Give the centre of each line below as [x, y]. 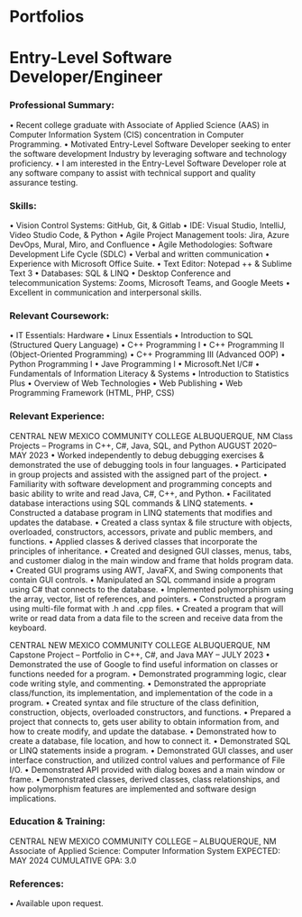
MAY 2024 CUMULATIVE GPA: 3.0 [73, 860]
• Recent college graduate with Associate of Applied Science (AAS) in [139, 124]
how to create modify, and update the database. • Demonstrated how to [143, 731]
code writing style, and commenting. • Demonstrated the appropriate [138, 683]
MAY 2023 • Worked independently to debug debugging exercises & [137, 455]
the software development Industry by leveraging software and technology [148, 153]
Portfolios [47, 17]
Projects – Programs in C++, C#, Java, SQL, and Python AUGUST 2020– [143, 445]
